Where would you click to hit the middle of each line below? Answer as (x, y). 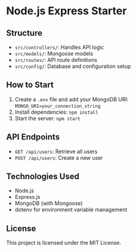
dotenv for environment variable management (71, 210)
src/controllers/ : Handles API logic (59, 47)
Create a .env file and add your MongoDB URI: (71, 99)
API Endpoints (33, 137)
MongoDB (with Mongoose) (49, 203)
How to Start (30, 85)
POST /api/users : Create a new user (59, 158)
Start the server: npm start (47, 118)
